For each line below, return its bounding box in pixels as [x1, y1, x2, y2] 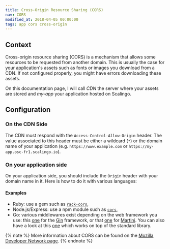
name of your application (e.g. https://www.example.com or [5, 143, 128, 149]
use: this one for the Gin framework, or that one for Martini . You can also [12, 217, 165, 224]
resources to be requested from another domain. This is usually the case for [5, 59, 165, 66]
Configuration [5, 105, 51, 114]
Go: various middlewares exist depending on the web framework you [12, 212, 158, 218]
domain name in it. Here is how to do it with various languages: [5, 178, 137, 184]
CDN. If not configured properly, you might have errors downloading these [5, 70, 161, 76]
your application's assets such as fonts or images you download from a [5, 65, 155, 71]
